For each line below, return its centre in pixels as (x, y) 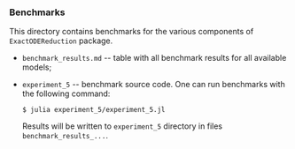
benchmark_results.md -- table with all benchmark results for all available (154, 58)
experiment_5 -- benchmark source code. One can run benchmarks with (153, 85)
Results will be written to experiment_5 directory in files (122, 126)
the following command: (66, 93)
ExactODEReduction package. (61, 41)
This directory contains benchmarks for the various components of (132, 32)
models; (37, 67)
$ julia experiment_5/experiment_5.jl (93, 110)
